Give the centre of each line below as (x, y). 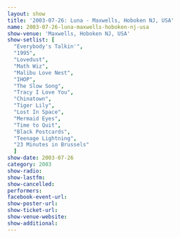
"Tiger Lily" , (34, 106)
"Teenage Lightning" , (45, 138)
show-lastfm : (26, 177)
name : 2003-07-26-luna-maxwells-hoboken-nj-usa (78, 27)
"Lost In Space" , (39, 112)
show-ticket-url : (33, 211)
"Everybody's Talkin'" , (48, 46)
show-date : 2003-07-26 (40, 158)
